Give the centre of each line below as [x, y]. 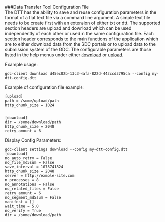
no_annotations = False [30, 184]
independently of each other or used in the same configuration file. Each [80, 34]
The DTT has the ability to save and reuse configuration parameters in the [81, 12]
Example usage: [22, 64]
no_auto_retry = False [29, 158]
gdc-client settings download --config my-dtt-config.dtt [66, 149]
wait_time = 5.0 [22, 206]
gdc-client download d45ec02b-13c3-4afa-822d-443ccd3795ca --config [78, 74]
